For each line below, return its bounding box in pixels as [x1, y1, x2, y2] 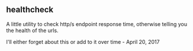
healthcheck [6, 5, 54, 15]
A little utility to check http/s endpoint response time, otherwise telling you [6, 20, 188, 27]
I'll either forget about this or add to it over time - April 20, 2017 [6, 38, 160, 45]
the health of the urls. [6, 27, 59, 34]
